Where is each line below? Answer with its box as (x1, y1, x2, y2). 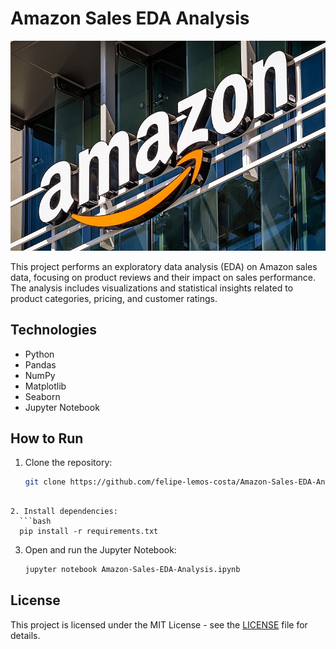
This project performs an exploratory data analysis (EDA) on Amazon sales (10, 260, 318, 272)
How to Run (10, 430, 84, 447)
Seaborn (24, 390, 61, 402)
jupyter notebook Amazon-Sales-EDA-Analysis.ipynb (24, 565, 241, 575)
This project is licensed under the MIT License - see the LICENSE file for (10, 618, 308, 631)
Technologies (10, 322, 98, 339)
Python (24, 348, 55, 360)
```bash (19, 517, 52, 527)
